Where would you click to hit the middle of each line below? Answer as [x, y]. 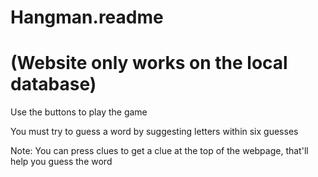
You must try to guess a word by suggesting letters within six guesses [154, 132]
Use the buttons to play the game [79, 112]
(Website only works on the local [149, 63]
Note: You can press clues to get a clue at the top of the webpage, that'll [159, 151]
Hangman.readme [87, 17]
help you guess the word [61, 162]
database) [53, 84]
